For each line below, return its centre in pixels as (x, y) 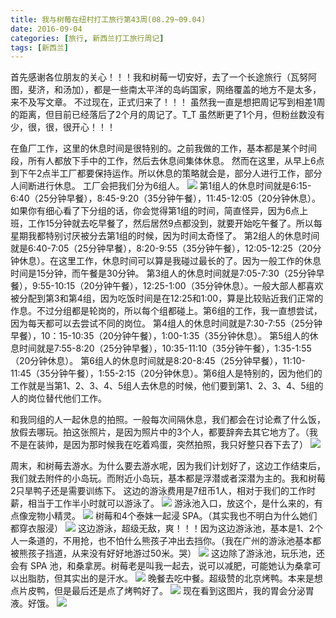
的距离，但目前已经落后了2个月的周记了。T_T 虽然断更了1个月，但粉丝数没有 (168, 115)
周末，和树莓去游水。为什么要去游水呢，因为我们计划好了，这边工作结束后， (168, 466)
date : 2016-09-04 (46, 29)
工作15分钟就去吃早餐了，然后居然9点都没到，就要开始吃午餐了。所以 (170, 223)
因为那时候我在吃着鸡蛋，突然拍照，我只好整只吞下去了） (189, 445)
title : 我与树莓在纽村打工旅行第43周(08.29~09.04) (108, 19)
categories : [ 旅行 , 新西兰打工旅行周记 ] (87, 38)
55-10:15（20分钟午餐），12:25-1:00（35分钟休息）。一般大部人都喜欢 (181, 286)
